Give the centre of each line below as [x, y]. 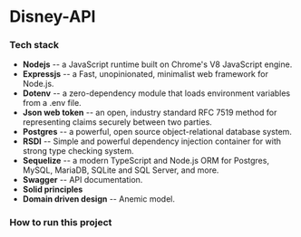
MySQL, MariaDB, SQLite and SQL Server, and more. [121, 170]
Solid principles [53, 190]
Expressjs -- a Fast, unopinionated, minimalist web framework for [146, 74]
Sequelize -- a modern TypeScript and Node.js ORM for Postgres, [146, 161]
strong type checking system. [78, 151]
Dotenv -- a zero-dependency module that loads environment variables [156, 93]
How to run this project [61, 223]
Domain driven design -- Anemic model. [98, 199]
